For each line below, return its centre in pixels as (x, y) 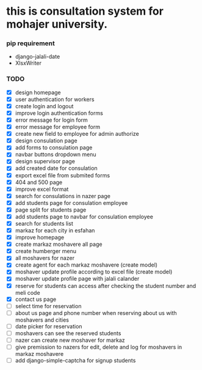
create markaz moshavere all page (59, 244)
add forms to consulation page (54, 147)
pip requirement (31, 43)
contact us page (36, 299)
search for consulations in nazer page (63, 196)
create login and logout (44, 106)
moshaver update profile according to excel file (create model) (94, 272)
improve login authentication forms (59, 113)
